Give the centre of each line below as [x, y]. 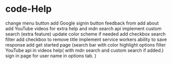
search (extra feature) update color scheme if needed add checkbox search [85, 34]
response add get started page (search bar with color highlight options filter [85, 45]
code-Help [28, 9]
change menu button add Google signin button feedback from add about [82, 23]
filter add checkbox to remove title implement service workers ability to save [86, 39]
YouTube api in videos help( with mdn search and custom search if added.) [84, 50]
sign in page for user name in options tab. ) [51, 56]
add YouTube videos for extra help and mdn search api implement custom [83, 28]
